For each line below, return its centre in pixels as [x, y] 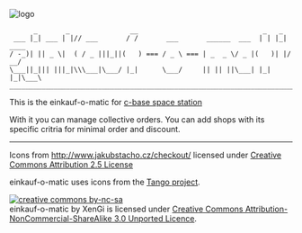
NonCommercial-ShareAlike [61, 219]
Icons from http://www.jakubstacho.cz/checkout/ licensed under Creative [146, 155]
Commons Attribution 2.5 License [71, 165]
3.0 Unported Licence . [155, 219]
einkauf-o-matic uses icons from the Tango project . [105, 182]
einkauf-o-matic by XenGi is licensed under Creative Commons [126, 209]
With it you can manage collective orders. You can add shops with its [137, 120]
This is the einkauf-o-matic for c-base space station [106, 102]
